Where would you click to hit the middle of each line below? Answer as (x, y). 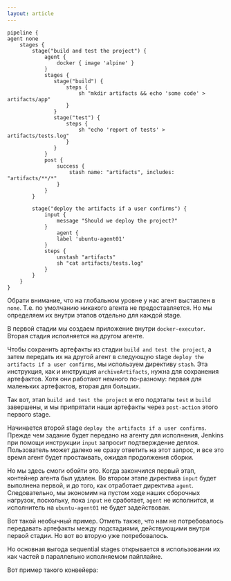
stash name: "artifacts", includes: (122, 172)
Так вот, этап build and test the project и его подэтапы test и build (109, 399)
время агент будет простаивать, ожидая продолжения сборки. (100, 457)
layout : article (30, 14)
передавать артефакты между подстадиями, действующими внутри (108, 528)
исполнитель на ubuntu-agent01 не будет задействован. (89, 508)
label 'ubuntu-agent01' (91, 239)
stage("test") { (77, 118)
